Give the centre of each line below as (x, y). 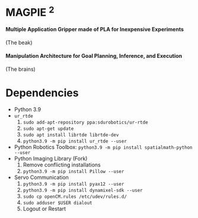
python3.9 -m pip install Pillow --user (74, 171)
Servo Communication (41, 177)
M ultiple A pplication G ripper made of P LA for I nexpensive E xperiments (95, 30)
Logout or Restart (44, 209)
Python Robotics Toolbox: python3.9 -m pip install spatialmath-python (103, 147)
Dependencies (42, 93)
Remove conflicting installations (62, 165)
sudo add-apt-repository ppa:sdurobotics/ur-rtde (86, 122)
